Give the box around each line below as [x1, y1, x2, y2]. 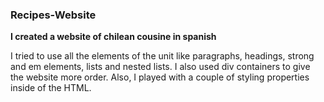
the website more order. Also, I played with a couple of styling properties [10, 71, 310, 83]
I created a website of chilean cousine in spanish [10, 31, 217, 43]
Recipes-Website [10, 8, 97, 22]
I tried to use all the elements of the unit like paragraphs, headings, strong [10, 50, 315, 62]
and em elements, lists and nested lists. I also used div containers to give [10, 61, 311, 73]
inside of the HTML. [10, 82, 92, 94]
